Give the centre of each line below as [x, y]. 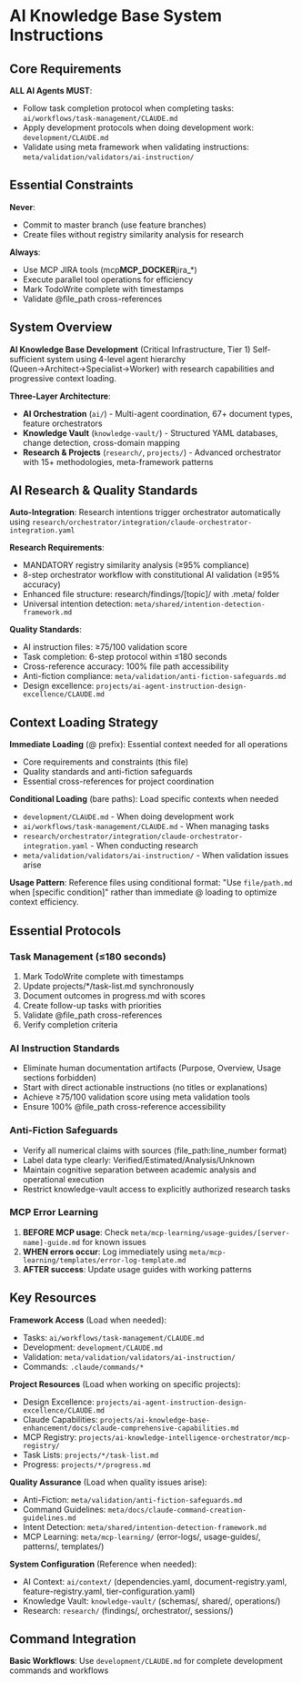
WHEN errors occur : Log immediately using [105, 1252]
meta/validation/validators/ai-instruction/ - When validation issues [156, 856]
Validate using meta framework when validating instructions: [136, 147]
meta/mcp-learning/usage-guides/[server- [210, 1233]
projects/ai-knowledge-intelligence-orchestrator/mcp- [185, 1438]
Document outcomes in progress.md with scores [114, 995]
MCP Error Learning [54, 1212]
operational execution [63, 1179]
